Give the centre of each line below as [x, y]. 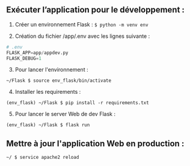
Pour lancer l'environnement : [51, 70]
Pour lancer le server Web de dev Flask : [65, 114]
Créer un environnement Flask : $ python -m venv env [81, 24]
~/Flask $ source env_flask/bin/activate [59, 81]
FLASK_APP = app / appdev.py [37, 53]
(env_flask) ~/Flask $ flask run [48, 125]
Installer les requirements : [48, 92]
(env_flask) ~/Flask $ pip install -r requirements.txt [78, 103]
